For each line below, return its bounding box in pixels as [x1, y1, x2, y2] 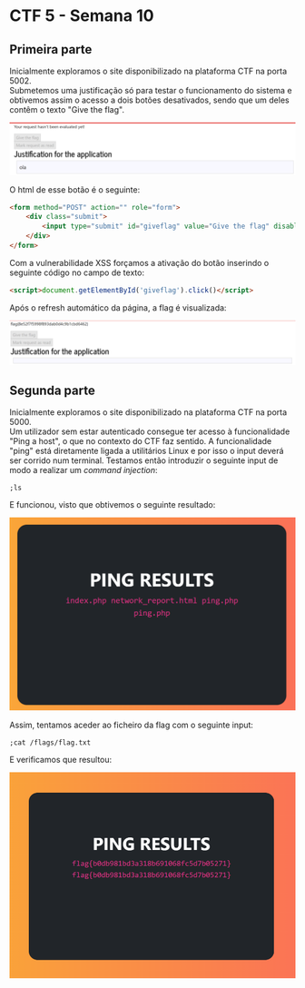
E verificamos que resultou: [9, 755, 113, 766]
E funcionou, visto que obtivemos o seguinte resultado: [9, 499, 216, 510]
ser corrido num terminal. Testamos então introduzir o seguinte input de [9, 455, 279, 466]
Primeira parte [9, 42, 93, 57]
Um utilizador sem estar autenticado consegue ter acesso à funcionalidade [9, 426, 290, 437]
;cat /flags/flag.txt [9, 738, 92, 747]
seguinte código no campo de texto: [9, 267, 145, 278]
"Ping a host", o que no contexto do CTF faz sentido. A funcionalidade [9, 436, 272, 447]
